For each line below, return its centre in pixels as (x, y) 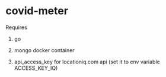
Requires (16, 27)
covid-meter (37, 11)
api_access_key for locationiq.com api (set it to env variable (87, 62)
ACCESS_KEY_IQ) (36, 68)
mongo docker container (44, 50)
